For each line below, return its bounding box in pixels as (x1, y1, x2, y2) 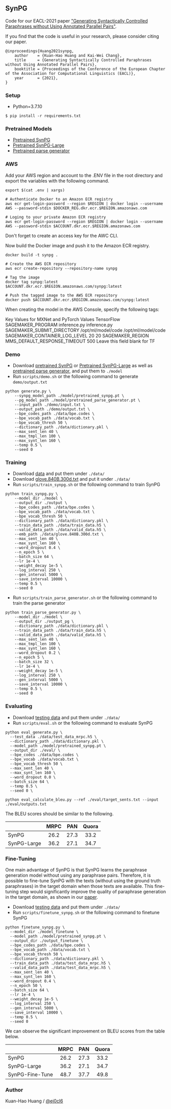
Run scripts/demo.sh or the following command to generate (12, 373, 139, 379)
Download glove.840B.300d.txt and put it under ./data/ (12, 476, 131, 482)
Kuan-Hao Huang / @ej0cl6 (5, 1098, 63, 1104)
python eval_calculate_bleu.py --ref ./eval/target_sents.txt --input (5, 797, 159, 802)
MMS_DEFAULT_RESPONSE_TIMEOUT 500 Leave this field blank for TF (5, 338, 155, 344)
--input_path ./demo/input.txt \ (14, 402, 86, 407)
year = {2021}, (14, 75, 58, 81)
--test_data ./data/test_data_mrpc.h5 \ (10, 734, 97, 739)
